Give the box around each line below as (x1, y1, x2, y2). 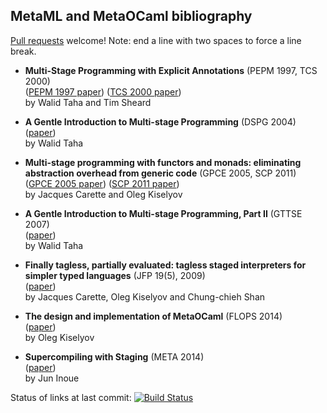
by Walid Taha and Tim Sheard (24, 96, 152, 108)
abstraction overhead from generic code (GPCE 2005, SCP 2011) (24, 167, 297, 179)
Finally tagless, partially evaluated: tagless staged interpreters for (24, 259, 307, 271)
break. (10, 45, 37, 57)
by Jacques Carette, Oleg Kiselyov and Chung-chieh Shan (24, 290, 266, 303)
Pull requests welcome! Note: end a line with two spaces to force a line (10, 34, 302, 46)
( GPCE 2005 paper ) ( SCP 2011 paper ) (24, 177, 180, 189)
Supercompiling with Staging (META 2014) (24, 350, 205, 363)
